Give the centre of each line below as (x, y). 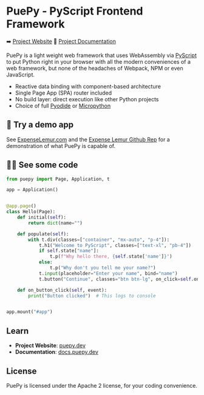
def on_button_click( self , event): (62, 290)
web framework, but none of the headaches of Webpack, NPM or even (95, 68)
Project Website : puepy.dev (50, 346)
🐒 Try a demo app (40, 125)
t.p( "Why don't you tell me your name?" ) (103, 268)
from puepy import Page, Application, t (58, 179)
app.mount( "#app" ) (29, 312)
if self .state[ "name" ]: (69, 251)
